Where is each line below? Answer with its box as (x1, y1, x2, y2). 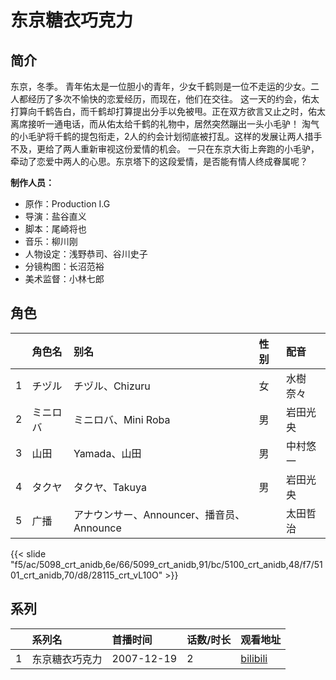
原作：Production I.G (24, 198, 111, 210)
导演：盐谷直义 (24, 211, 87, 222)
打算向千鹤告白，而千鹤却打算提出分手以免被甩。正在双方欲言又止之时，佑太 (10, 106, 326, 117)
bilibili (240, 651, 268, 665)
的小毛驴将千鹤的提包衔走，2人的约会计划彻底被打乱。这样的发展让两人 (10, 131, 305, 142)
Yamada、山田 (73, 446, 142, 460)
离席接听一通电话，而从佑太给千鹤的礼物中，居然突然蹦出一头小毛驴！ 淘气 (10, 118, 320, 130)
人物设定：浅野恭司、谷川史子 (24, 248, 148, 260)
